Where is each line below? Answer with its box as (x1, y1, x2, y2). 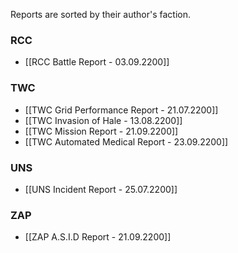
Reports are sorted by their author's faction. (10, 9, 191, 20)
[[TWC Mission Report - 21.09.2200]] (24, 125, 179, 137)
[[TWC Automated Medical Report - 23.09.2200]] (24, 135, 229, 148)
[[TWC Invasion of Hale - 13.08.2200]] (24, 114, 183, 126)
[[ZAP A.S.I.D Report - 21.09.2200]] (24, 231, 172, 243)
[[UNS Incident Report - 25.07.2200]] (24, 183, 178, 195)
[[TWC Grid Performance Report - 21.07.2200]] (24, 104, 219, 116)
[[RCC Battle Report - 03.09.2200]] (24, 56, 170, 68)
